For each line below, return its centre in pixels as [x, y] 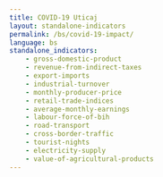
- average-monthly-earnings [77, 109]
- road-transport [58, 126]
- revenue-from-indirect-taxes [84, 68]
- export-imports [58, 76]
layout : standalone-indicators [68, 26]
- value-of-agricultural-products [90, 159]
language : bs [34, 42]
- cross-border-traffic [70, 134]
